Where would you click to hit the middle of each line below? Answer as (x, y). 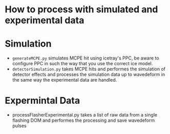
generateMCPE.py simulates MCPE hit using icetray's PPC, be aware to (86, 58)
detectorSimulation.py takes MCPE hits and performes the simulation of (89, 69)
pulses (19, 126)
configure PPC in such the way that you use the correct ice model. (82, 64)
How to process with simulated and (81, 9)
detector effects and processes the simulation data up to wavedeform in (89, 74)
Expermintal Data (42, 101)
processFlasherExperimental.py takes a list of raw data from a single (85, 115)
